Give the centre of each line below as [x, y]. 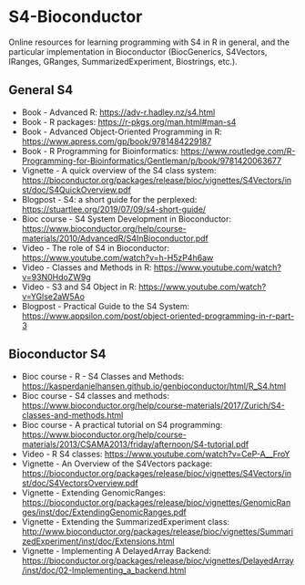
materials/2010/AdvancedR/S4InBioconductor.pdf [115, 238]
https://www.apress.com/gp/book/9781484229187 [117, 141]
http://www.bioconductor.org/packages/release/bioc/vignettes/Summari [157, 531]
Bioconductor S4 [57, 355]
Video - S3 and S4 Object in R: [79, 287]
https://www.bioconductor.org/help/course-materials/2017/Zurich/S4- [153, 405]
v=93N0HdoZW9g [56, 277]
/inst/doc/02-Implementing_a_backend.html [104, 570]
